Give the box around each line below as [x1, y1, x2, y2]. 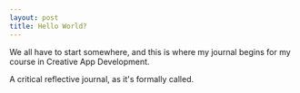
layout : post [9, 13, 59, 23]
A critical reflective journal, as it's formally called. [9, 73, 194, 84]
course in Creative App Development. [9, 56, 150, 67]
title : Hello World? [9, 22, 88, 31]
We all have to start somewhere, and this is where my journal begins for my [9, 46, 291, 57]
